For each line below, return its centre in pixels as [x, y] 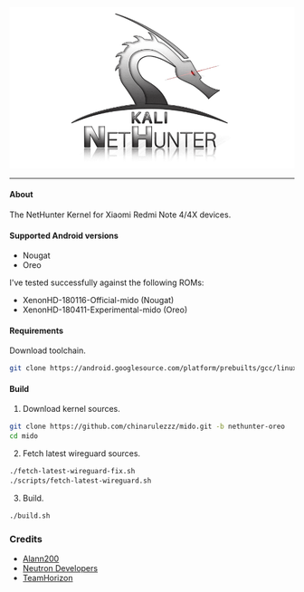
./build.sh [30, 516]
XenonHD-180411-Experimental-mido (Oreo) [105, 310]
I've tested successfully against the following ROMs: [107, 282]
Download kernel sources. [71, 409]
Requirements [37, 330]
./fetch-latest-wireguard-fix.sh [72, 472]
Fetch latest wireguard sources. [81, 454]
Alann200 [41, 559]
